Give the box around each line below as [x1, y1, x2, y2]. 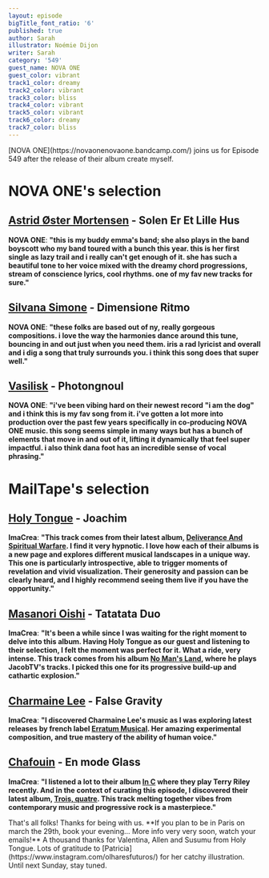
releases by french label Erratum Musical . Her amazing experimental [8, 724, 242, 733]
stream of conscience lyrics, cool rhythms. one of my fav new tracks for [8, 269, 253, 279]
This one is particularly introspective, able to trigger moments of [8, 558, 228, 568]
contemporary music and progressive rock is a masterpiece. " [8, 802, 217, 812]
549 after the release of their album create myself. [8, 154, 175, 163]
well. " [8, 356, 28, 365]
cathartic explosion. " [8, 671, 80, 681]
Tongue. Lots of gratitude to [8, 843, 101, 853]
